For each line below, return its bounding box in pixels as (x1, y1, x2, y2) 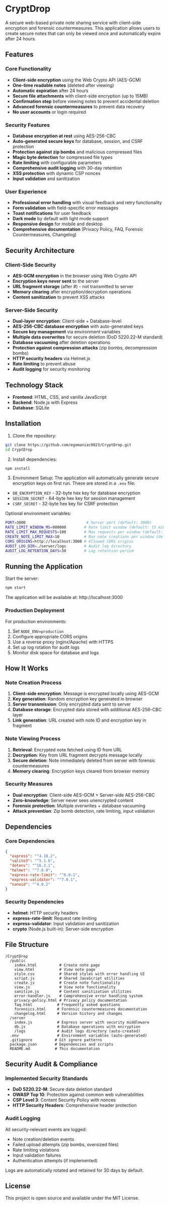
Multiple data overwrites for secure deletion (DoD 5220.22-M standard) (12, 334, 163, 340)
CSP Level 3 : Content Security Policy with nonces (12, 1097, 116, 1103)
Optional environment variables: (5, 510, 71, 516)
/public (10, 958, 26, 963)
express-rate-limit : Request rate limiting (12, 915, 97, 921)
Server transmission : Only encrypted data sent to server (12, 701, 131, 707)
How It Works (5, 664, 49, 672)
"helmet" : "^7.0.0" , (10, 868, 53, 873)
